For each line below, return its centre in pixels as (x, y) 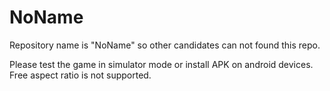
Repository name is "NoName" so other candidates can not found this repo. (165, 45)
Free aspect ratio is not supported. (80, 75)
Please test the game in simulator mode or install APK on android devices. (161, 64)
